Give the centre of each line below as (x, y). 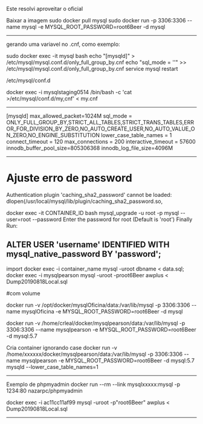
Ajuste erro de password (69, 178)
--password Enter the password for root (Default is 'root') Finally (112, 219)
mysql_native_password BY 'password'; (84, 254)
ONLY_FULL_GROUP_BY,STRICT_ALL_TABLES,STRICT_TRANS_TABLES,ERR (100, 122)
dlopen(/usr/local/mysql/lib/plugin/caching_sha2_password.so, (85, 201)
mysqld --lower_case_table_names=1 (52, 367)
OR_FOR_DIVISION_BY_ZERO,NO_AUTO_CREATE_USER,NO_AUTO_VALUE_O (101, 129)
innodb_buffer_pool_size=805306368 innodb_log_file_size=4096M (90, 148)
